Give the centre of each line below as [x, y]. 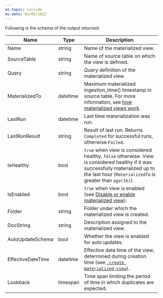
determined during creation [115, 256]
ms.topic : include [24, 9]
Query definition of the [110, 70]
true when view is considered [118, 150]
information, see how [108, 102]
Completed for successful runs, [119, 136]
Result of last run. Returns [114, 130]
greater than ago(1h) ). [109, 180]
